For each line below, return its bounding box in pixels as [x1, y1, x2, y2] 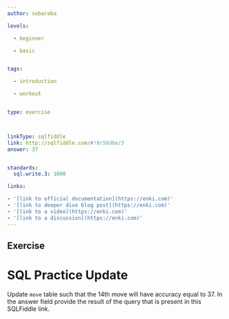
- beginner [13, 35, 45, 42]
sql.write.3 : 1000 [13, 171, 67, 178]
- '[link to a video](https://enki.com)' [7, 208, 128, 215]
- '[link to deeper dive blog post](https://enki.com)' [7, 202, 171, 209]
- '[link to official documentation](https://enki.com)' [7, 196, 174, 202]
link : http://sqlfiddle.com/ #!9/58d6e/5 [7, 139, 125, 146]
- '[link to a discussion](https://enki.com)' [7, 214, 143, 222]
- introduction [13, 78, 57, 85]
